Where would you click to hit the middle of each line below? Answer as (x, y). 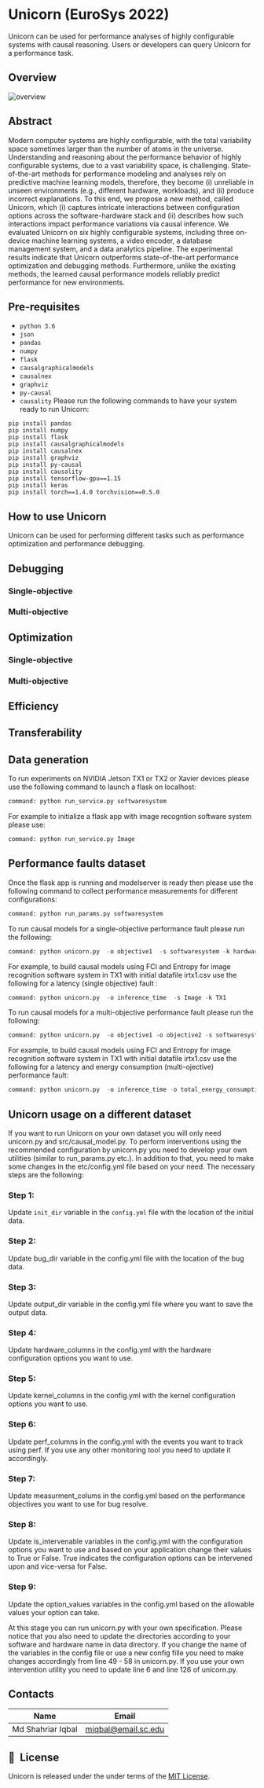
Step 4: (22, 1332)
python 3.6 (37, 327)
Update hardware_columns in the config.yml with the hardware (110, 1350)
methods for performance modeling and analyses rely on (134, 174)
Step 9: (22, 1587)
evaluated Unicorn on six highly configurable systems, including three (121, 232)
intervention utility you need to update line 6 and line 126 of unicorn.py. (123, 1669)
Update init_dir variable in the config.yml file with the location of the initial (131, 1213)
